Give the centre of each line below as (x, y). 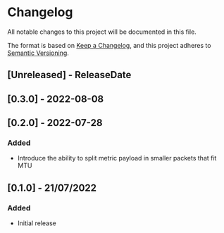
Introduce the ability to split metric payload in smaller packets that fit (117, 158)
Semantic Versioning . (38, 53)
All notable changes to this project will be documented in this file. (102, 32)
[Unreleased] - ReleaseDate (69, 75)
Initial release (37, 223)
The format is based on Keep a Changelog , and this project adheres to (109, 45)
